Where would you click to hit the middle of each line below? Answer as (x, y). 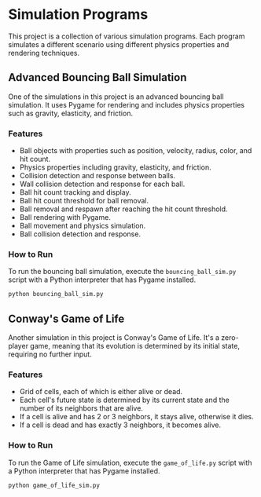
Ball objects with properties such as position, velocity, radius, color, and (136, 151)
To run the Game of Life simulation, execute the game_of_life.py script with (130, 462)
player (18, 346)
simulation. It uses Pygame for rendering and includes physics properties (127, 104)
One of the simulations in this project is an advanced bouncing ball (116, 97)
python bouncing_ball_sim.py (56, 294)
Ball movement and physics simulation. (83, 226)
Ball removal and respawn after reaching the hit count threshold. (123, 209)
